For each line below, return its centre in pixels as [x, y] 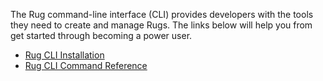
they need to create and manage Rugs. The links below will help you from [161, 25]
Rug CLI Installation [64, 55]
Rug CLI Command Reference [86, 65]
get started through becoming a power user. [101, 35]
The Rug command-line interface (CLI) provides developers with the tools [162, 14]
